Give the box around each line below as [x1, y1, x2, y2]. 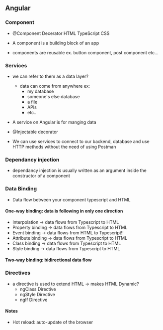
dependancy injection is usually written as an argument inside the [12, 167, 147, 173]
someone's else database [27, 93, 80, 99]
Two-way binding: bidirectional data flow [5, 257, 92, 263]
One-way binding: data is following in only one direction [5, 208, 123, 214]
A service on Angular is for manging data [12, 119, 96, 125]
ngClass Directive [19, 286, 56, 292]
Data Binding [5, 185, 37, 192]
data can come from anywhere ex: [19, 83, 90, 89]
